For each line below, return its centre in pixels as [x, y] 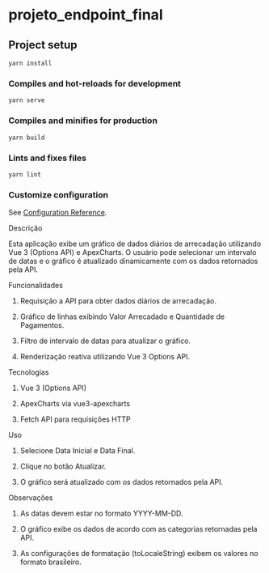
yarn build [27, 138]
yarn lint [25, 174]
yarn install [30, 63]
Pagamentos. [42, 325]
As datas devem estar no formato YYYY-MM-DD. [101, 514]
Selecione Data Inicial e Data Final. [78, 451]
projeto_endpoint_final [86, 15]
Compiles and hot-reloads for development [95, 83]
